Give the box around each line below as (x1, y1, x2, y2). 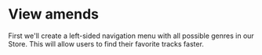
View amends (8, 5, 100, 23)
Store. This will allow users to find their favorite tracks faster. (8, 39, 204, 48)
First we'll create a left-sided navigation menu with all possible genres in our (8, 31, 255, 40)
